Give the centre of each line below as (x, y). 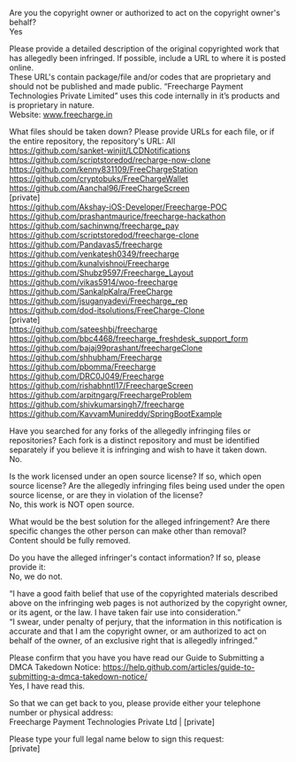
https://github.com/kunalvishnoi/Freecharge (89, 263)
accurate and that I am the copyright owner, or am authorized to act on (138, 631)
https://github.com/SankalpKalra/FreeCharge (91, 292)
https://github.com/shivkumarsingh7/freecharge (97, 404)
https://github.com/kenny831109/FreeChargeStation (104, 169)
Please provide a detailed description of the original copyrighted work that (144, 49)
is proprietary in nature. (52, 105)
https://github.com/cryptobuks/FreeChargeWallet (99, 179)
